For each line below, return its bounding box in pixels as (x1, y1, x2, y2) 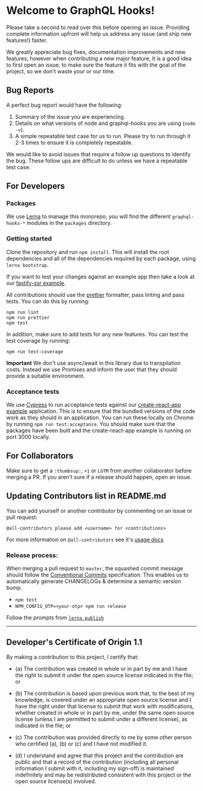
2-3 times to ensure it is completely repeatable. (14, 139, 133, 146)
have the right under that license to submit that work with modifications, (14, 703, 195, 710)
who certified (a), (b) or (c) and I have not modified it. (14, 740, 148, 747)
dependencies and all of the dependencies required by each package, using (6, 255, 196, 262)
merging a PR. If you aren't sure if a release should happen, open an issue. (6, 473, 192, 481)
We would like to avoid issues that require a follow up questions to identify (6, 150, 191, 158)
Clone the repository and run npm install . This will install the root (6, 248, 169, 255)
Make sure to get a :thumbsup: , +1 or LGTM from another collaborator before (6, 467, 192, 474)
